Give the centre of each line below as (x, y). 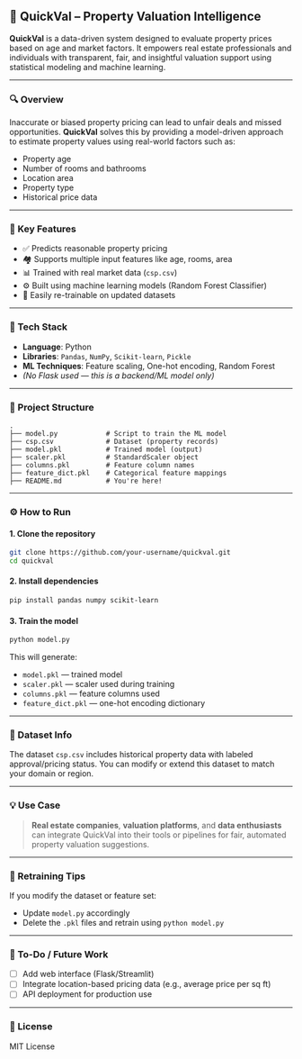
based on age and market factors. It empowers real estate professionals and (151, 48)
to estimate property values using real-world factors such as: (122, 141)
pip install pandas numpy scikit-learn (84, 601)
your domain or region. (52, 774)
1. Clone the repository (53, 533)
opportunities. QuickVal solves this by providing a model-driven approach (147, 132)
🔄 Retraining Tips (48, 876)
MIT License (32, 1046)
